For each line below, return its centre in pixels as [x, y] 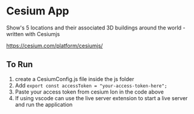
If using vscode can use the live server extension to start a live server [101, 98]
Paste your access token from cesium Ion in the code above [89, 92]
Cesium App [38, 11]
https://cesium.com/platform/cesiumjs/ [55, 46]
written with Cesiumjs [33, 34]
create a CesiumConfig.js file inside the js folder [74, 79]
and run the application [44, 104]
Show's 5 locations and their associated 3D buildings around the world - [96, 28]
